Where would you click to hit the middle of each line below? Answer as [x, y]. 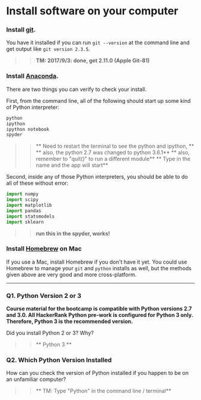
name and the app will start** [72, 165]
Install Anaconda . [32, 76]
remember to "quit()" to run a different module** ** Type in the [113, 159]
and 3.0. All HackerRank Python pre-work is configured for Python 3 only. [100, 315]
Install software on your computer [92, 11]
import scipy [22, 200]
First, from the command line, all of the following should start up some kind [99, 100]
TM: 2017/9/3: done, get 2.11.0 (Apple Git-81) [93, 60]
